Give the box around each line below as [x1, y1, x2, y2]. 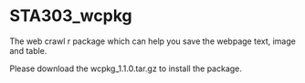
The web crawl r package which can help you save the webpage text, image [9, 36, 297, 47]
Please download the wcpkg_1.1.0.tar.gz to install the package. [9, 63, 242, 74]
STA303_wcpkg [9, 5, 132, 26]
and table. [9, 45, 47, 56]
